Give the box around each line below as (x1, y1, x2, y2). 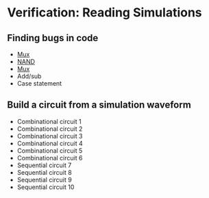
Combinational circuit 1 (16, 117, 82, 125)
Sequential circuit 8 (16, 168, 72, 176)
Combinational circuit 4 (16, 139, 84, 147)
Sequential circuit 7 (16, 161, 72, 169)
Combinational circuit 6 (16, 153, 83, 162)
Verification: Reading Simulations (7, 5, 202, 21)
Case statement (16, 79, 62, 87)
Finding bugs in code (7, 32, 99, 44)
